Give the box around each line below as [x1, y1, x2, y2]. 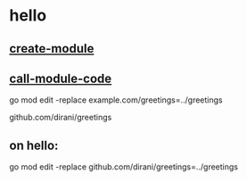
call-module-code [9, 70, 112, 86]
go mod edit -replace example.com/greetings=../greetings [9, 95, 223, 105]
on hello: [9, 137, 59, 152]
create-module [9, 41, 95, 56]
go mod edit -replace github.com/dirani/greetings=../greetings [9, 161, 239, 172]
